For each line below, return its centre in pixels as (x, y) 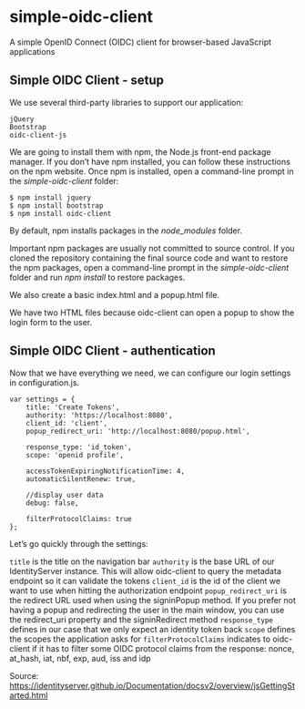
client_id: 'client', (66, 423)
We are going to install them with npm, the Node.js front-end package (140, 151)
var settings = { (42, 399)
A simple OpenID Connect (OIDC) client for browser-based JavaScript (140, 42)
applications (32, 51)
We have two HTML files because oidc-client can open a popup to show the (152, 313)
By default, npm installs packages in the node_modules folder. (126, 231)
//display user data (65, 495)
